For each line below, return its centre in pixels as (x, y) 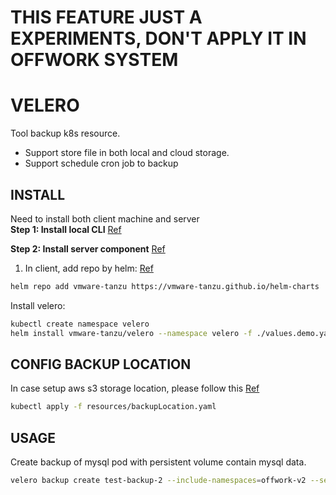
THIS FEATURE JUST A (106, 17)
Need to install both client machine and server (105, 218)
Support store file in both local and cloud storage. (127, 153)
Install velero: (38, 305)
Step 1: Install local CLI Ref (66, 229)
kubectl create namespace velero (80, 324)
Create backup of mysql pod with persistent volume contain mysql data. (158, 462)
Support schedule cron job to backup (101, 163)
